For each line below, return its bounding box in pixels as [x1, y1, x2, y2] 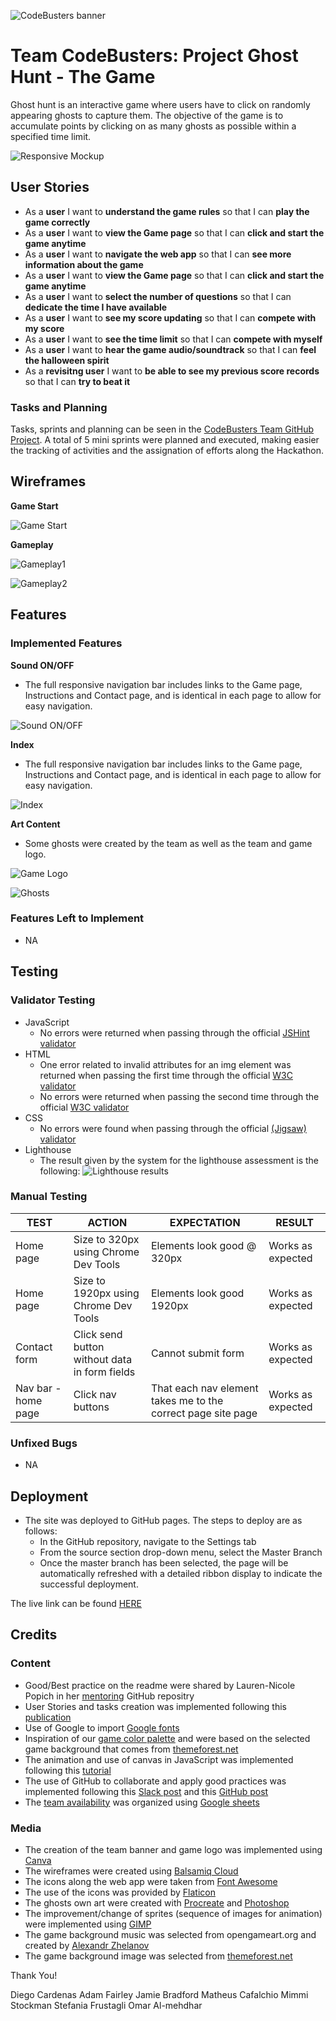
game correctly [24, 216, 91, 228]
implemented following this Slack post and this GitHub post [24, 1785, 269, 1797]
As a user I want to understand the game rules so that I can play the [24, 205, 310, 217]
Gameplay [10, 538, 54, 550]
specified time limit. [10, 130, 92, 142]
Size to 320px [73, 1232, 140, 1246]
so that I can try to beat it [24, 375, 131, 387]
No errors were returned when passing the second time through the [39, 1090, 320, 1102]
